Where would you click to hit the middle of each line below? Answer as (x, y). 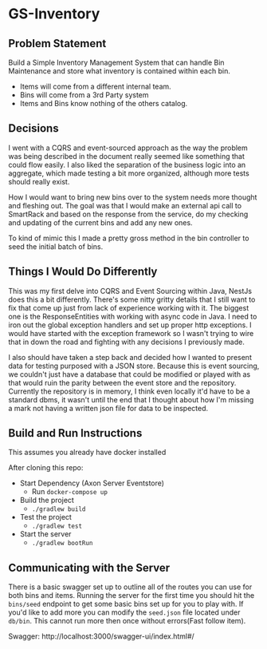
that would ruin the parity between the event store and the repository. (122, 382)
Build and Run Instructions (75, 433)
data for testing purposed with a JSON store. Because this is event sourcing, (134, 366)
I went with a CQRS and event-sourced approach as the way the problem (128, 148)
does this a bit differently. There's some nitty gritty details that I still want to (132, 299)
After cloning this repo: (46, 468)
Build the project (47, 501)
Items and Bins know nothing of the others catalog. (104, 103)
